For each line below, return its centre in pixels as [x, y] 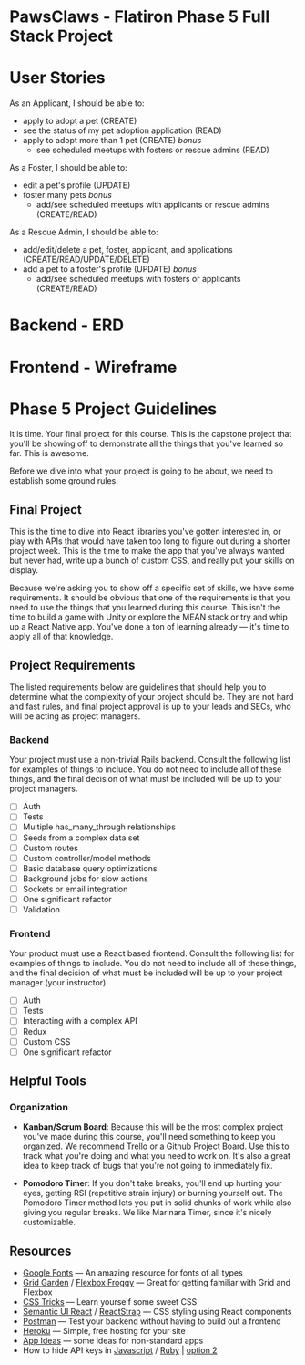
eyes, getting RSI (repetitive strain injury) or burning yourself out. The [153, 1193]
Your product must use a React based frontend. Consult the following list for [152, 953]
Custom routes [51, 848]
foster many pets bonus [67, 195]
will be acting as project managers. [75, 716]
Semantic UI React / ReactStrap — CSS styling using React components [157, 1312]
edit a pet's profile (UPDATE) [76, 185]
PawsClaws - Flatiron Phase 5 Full [140, 17]
